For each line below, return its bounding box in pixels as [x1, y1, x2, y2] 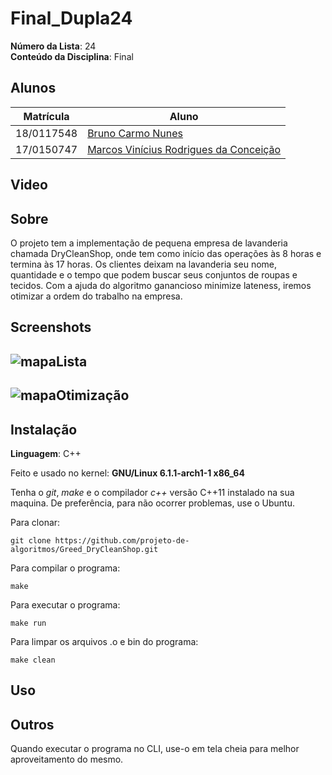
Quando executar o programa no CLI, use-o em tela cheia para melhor [10, 743, 300, 755]
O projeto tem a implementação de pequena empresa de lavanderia [10, 237, 288, 249]
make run [10, 618, 47, 628]
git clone [10, 535, 52, 546]
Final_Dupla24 [10, 7, 133, 30]
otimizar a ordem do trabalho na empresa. [10, 290, 183, 302]
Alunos [10, 80, 57, 97]
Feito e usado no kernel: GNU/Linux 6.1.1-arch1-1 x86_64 [10, 467, 245, 479]
